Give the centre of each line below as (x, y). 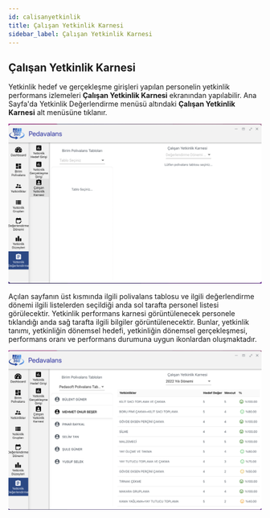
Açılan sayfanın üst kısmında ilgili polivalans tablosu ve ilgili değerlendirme (131, 296)
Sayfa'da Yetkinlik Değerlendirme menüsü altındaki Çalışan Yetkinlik (122, 104)
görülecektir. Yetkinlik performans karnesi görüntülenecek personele (122, 313)
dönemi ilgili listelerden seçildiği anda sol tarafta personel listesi (114, 305)
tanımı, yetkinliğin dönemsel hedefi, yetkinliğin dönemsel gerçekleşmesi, (128, 331)
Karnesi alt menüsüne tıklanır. (58, 113)
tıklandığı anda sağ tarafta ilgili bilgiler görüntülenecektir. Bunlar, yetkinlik (129, 322)
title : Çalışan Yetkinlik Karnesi (66, 25)
